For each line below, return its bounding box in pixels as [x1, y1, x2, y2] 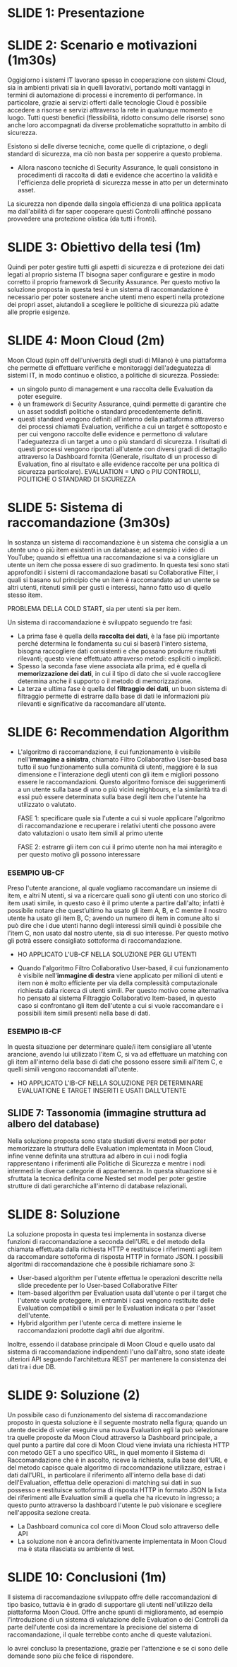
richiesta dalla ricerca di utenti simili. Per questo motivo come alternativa [17, 987, 229, 995]
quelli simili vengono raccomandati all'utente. [7, 1065, 139, 1074]
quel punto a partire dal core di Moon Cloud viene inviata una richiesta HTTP [7, 1441, 230, 1449]
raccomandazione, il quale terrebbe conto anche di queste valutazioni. [7, 1630, 212, 1639]
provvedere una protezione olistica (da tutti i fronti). [7, 214, 157, 223]
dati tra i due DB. [7, 1363, 56, 1371]
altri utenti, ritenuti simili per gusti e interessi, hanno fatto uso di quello [7, 583, 212, 591]
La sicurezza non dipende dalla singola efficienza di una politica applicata [7, 199, 221, 208]
